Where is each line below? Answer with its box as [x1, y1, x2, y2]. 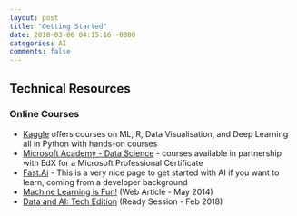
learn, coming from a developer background [22, 176, 188, 187]
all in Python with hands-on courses [22, 138, 158, 149]
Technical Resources [9, 81, 131, 96]
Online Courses [9, 108, 80, 121]
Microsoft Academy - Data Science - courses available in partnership [22, 147, 282, 159]
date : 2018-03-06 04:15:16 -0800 [9, 30, 136, 39]
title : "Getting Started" [9, 22, 107, 31]
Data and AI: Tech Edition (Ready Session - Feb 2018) [22, 196, 223, 207]
